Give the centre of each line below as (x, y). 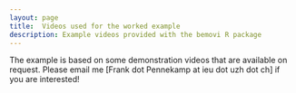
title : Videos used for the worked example (95, 26)
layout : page (34, 18)
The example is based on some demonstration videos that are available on (148, 60)
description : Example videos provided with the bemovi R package (135, 34)
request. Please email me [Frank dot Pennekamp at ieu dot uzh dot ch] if (145, 70)
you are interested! (44, 79)
